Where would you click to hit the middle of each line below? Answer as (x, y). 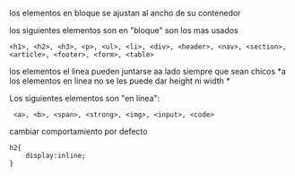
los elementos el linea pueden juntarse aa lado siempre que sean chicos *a (148, 71)
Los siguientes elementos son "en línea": (85, 98)
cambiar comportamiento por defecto (78, 131)
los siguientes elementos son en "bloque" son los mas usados (124, 30)
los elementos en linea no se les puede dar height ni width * (120, 81)
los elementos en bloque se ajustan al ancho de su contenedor (125, 13)
